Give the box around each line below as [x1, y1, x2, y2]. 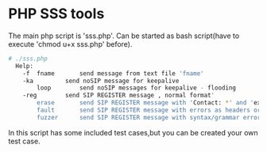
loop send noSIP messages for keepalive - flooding [37, 84, 237, 92]
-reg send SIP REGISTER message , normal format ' [22, 92, 215, 100]
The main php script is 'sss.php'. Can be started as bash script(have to [8, 31, 240, 40]
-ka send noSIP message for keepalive [22, 77, 180, 85]
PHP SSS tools [8, 5, 105, 23]
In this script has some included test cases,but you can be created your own [8, 127, 258, 137]
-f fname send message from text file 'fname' [22, 69, 204, 78]
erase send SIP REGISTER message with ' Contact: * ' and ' [37, 99, 254, 107]
